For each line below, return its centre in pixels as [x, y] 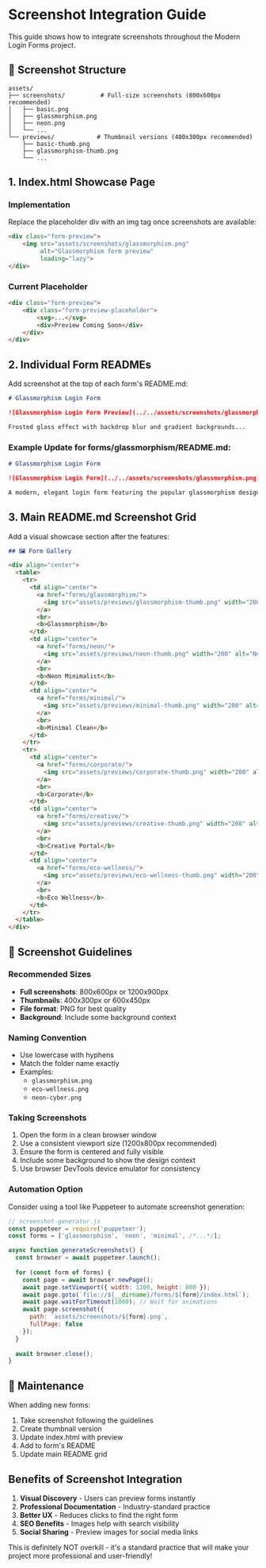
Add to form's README [58, 1446]
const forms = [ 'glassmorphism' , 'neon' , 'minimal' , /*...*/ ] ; [115, 1236]
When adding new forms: [49, 1405]
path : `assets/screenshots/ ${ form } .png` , [99, 1317]
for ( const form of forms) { [63, 1273]
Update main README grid [63, 1454]
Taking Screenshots [47, 1118]
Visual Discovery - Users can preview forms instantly [108, 1498]
